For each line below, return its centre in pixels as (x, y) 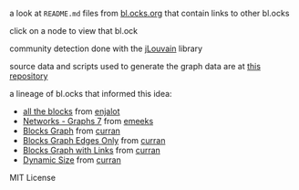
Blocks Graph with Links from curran (92, 150)
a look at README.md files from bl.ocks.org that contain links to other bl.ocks (149, 13)
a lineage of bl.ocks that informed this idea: (91, 94)
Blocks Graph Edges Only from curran (94, 140)
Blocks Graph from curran (72, 131)
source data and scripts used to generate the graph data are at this (135, 66)
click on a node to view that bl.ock (74, 31)
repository (29, 76)
